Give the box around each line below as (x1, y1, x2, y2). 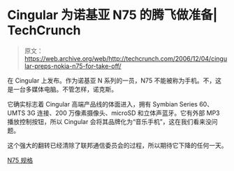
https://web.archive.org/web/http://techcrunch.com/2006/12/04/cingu (24, 54, 228, 62)
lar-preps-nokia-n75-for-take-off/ (24, 62, 122, 70)
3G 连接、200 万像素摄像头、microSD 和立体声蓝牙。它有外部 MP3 (27, 109, 220, 117)
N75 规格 (7, 156, 34, 164)
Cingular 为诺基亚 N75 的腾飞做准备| (7, 7, 218, 23)
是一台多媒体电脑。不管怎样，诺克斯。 (7, 85, 117, 93)
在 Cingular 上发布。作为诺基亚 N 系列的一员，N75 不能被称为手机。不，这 (7, 76, 222, 85)
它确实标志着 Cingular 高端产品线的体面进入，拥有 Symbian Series (7, 100, 198, 108)
